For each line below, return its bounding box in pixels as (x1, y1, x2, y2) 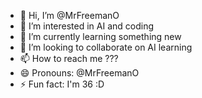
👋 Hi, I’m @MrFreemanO (19, 10, 120, 21)
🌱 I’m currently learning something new (19, 31, 182, 42)
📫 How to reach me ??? (19, 53, 119, 64)
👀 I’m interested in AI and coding (19, 20, 155, 32)
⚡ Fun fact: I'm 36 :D (19, 78, 105, 90)
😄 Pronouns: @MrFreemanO (19, 67, 140, 79)
